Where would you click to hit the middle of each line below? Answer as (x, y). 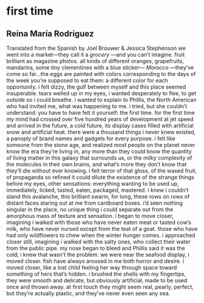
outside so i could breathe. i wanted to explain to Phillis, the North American (101, 100)
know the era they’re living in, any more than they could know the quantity (99, 151)
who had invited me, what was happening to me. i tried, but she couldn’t (97, 106)
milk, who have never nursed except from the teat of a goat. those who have (102, 229)
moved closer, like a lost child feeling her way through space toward (92, 267)
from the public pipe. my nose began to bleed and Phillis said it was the (96, 248)
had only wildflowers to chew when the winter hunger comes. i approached (101, 235)
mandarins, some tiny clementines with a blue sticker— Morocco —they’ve (100, 67)
